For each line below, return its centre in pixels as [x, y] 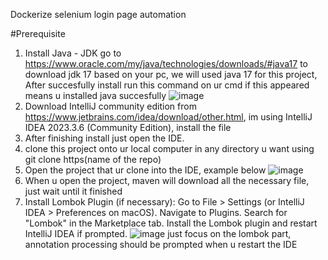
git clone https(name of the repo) [93, 159]
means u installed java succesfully [95, 95]
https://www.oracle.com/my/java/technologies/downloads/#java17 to [166, 63]
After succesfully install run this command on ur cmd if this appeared [167, 85]
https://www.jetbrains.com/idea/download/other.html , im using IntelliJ [168, 117]
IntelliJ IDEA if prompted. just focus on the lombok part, [158, 233]
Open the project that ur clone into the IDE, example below [145, 170]
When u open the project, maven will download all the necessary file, [167, 180]
